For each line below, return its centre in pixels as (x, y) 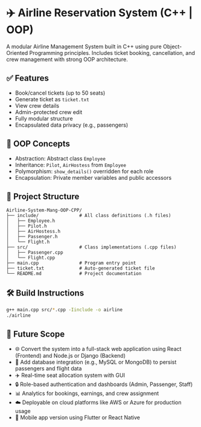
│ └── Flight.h (28, 242)
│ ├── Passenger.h (32, 237)
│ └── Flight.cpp (31, 258)
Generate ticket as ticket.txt (52, 99)
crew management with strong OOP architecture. (67, 59)
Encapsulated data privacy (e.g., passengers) (72, 125)
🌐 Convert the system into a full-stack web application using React (98, 349)
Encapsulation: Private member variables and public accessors (93, 177)
